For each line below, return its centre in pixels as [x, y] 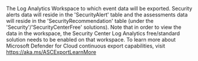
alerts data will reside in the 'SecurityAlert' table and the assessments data [97, 15]
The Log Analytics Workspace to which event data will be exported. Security [99, 9]
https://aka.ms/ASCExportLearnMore [51, 52]
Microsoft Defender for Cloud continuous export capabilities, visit [86, 46]
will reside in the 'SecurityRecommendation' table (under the [80, 21]
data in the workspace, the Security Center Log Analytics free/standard [93, 33]
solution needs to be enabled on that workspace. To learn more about [91, 40]
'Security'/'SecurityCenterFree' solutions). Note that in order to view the [94, 27]
